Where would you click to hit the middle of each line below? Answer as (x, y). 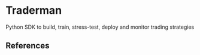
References (28, 46)
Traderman (34, 10)
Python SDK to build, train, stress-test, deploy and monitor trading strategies (100, 27)
